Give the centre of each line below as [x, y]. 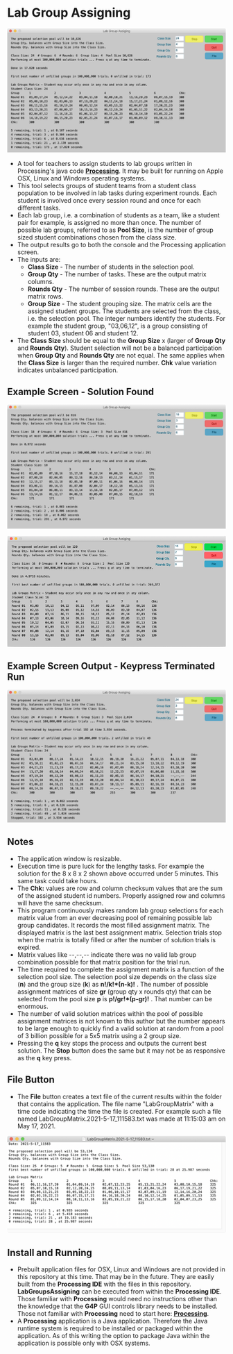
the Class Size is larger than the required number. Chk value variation [117, 362]
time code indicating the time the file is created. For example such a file [119, 1111]
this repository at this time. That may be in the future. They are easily [116, 1276]
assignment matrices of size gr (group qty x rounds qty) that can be [114, 992]
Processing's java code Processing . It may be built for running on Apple [120, 171]
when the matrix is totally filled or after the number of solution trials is [116, 939]
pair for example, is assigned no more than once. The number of [109, 222]
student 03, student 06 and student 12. [83, 333]
